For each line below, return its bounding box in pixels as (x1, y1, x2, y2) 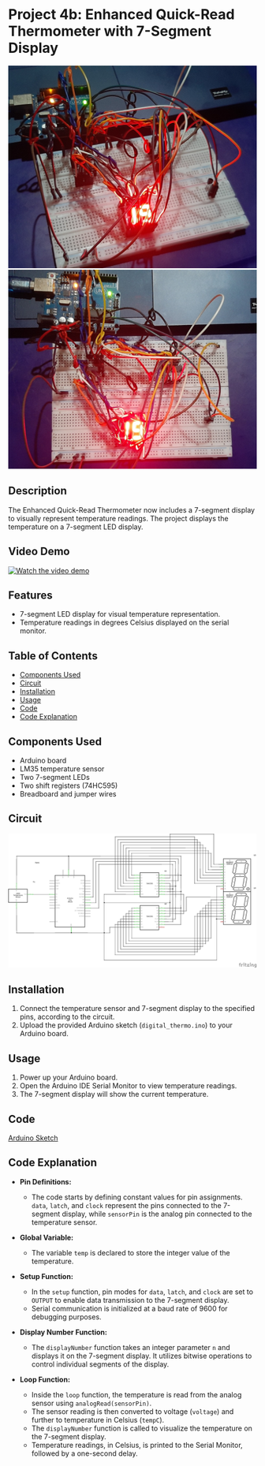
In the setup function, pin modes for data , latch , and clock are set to (31, 1287, 254, 1296)
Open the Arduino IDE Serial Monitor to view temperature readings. (19, 1081, 237, 1091)
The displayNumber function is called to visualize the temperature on (31, 1423, 252, 1433)
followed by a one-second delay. (31, 1449, 138, 1458)
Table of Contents (8, 649, 99, 662)
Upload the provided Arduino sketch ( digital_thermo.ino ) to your (19, 1020, 233, 1030)
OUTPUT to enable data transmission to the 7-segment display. (31, 1295, 230, 1304)
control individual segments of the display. (31, 1359, 170, 1369)
